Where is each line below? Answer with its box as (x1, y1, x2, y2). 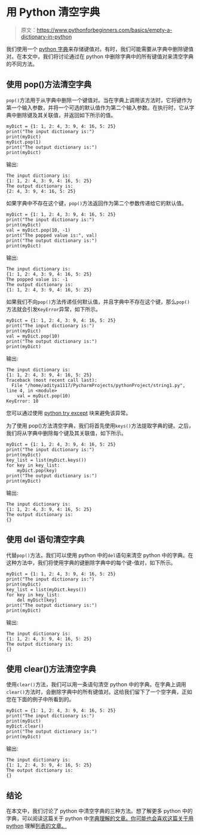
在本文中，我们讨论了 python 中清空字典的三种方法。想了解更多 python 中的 (6, 808, 193, 815)
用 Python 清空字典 (6, 5, 100, 19)
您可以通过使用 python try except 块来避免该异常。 (6, 409, 131, 416)
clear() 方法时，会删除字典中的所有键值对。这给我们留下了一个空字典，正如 (6, 688, 193, 696)
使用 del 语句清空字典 (6, 535, 85, 545)
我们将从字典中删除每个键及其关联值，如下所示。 (6, 429, 127, 437)
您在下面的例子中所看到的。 (6, 696, 75, 703)
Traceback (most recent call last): (6, 377, 97, 383)
